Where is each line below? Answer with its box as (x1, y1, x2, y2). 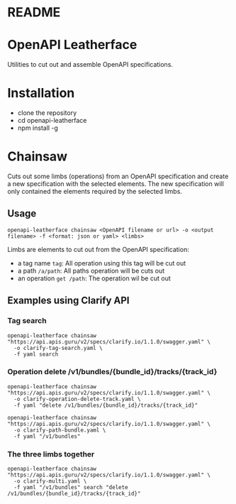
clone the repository (17, 109, 77, 117)
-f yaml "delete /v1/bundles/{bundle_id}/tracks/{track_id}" (13, 402, 198, 409)
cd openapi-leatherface (17, 116, 87, 125)
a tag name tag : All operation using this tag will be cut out (17, 258, 186, 267)
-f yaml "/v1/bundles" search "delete (13, 484, 129, 491)
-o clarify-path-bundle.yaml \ (13, 427, 106, 434)
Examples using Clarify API (7, 295, 130, 307)
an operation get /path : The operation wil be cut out (17, 274, 172, 283)
